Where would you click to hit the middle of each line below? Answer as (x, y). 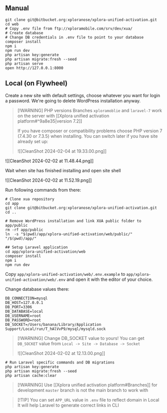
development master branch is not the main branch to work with (83, 390)
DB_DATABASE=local (24, 311)
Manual (17, 8)
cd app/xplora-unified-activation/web (45, 252)
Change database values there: (37, 289)
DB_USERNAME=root (23, 316)
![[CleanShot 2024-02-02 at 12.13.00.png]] (61, 353)
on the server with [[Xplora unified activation (63, 116)
